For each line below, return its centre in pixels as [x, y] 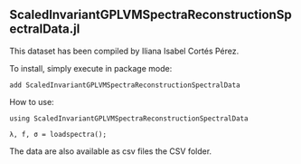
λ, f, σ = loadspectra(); [58, 134]
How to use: [32, 101]
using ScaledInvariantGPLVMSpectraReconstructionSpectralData [129, 118]
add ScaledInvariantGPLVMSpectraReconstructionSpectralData [125, 85]
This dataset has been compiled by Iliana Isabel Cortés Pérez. [124, 51]
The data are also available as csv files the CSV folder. [111, 151]
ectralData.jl [45, 29]
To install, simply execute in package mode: [91, 68]
